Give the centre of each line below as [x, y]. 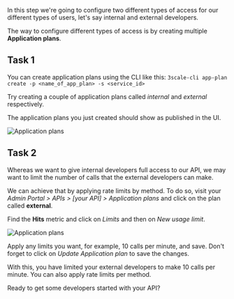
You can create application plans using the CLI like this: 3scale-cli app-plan [117, 77]
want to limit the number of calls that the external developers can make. [110, 177]
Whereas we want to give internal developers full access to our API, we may [117, 169]
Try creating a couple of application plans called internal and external [107, 96]
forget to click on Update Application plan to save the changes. [98, 253]
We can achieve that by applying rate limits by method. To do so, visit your [114, 190]
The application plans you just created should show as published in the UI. [114, 117]
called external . [30, 206]
